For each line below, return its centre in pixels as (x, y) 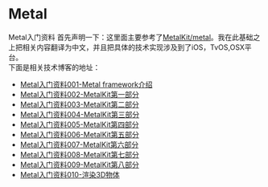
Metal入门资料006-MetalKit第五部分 (79, 134)
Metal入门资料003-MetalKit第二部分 (79, 104)
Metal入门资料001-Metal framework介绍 (86, 84)
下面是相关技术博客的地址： (54, 67)
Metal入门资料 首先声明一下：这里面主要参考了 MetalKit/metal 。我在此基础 (131, 37)
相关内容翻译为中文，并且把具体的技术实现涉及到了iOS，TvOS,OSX (134, 47)
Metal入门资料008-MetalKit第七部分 (79, 154)
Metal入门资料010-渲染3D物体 (70, 174)
